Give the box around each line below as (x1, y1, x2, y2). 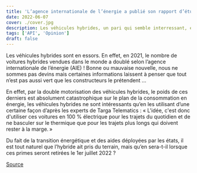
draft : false (6, 36, 38, 42)
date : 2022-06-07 (6, 14, 49, 20)
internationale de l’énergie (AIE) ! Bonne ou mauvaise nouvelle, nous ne (6, 65, 178, 71)
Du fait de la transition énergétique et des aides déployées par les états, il (6, 137, 184, 144)
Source (6, 161, 23, 168)
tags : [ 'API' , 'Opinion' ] (6, 30, 69, 36)
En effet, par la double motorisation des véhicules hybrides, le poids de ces (6, 89, 188, 95)
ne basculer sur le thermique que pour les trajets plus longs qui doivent (6, 120, 178, 126)
